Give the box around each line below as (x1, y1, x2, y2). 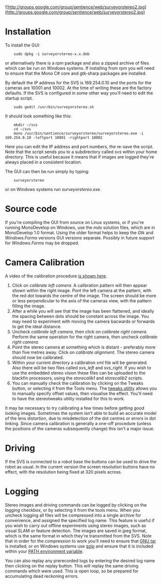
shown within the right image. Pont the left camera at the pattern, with (12, 287, 151, 293)
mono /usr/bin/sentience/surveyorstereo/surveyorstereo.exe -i (14, 131, 144, 136)
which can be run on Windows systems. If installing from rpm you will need (5, 65, 155, 71)
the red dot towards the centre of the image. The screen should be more (12, 293, 156, 299)
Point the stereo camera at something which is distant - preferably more (12, 344, 156, 350)
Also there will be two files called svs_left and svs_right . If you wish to (12, 364, 151, 370)
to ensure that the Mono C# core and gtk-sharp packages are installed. (5, 70, 147, 76)
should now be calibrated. (12, 354, 64, 360)
